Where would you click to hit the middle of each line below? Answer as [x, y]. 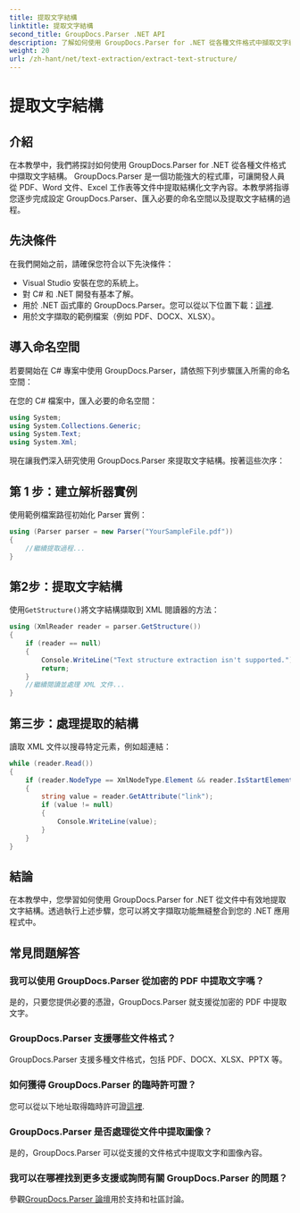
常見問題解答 [45, 953]
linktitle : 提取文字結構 [51, 26]
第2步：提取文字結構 [66, 586]
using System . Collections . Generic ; [75, 425]
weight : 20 [29, 51]
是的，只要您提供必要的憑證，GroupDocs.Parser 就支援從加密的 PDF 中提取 [148, 1002]
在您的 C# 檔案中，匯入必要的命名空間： [83, 400]
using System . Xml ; [43, 442]
